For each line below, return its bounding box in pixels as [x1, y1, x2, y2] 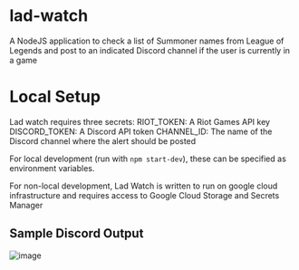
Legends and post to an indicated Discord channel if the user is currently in [9, 44, 291, 55]
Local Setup [9, 87, 101, 107]
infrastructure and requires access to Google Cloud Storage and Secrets [9, 189, 280, 200]
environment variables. [9, 162, 95, 173]
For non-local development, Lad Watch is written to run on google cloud [9, 180, 278, 191]
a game [9, 54, 38, 65]
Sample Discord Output [9, 226, 144, 241]
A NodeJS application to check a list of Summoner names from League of [9, 35, 285, 46]
